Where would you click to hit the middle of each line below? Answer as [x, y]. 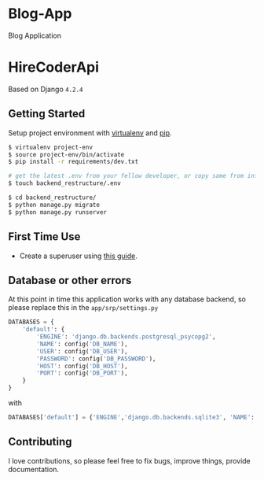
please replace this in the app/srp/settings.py [83, 308]
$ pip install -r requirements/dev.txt [73, 162]
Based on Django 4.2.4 [46, 89]
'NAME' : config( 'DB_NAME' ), [82, 344]
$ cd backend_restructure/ [52, 198]
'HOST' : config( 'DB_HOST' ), [82, 366]
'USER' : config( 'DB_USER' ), [82, 351]
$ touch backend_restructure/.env [65, 183]
